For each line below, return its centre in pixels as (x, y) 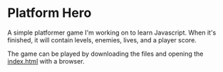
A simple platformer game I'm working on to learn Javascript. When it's (112, 32)
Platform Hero (50, 13)
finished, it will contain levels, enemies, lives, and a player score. (102, 40)
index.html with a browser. (46, 61)
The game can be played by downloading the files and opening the (105, 54)
